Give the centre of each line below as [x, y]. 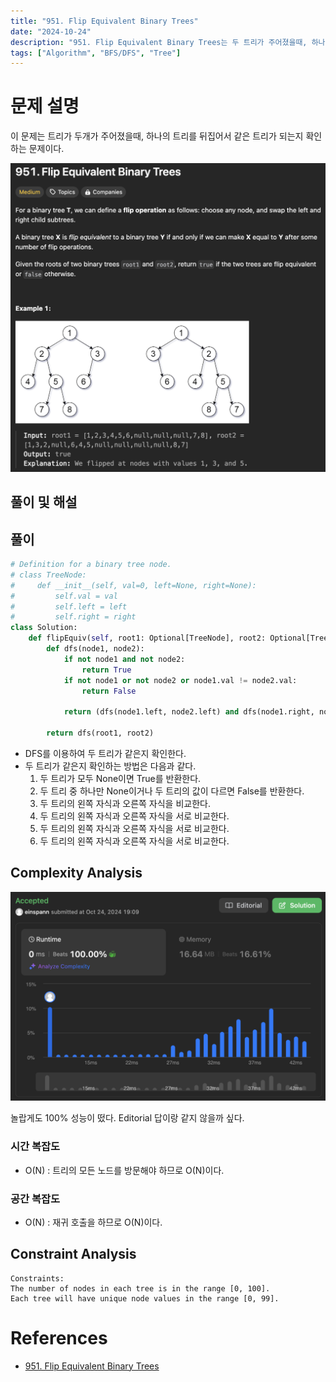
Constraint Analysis [73, 1254]
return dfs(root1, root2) [100, 733]
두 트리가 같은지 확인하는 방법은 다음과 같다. [110, 766]
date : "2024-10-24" [51, 31]
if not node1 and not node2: [124, 659]
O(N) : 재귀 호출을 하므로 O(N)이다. [93, 1222]
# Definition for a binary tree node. [91, 565]
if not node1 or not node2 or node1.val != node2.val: [180, 680]
